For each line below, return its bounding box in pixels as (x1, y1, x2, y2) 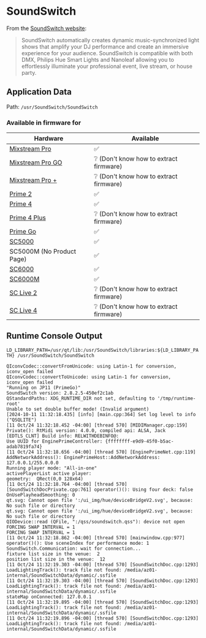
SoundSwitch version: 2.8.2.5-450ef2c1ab (6, 390, 114, 396)
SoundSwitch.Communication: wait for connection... (6, 545, 141, 552)
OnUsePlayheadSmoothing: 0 (6, 492, 75, 498)
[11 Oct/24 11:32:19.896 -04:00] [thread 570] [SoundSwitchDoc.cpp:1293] (6, 615, 199, 621)
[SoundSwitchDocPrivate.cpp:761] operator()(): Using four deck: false (6, 486, 193, 493)
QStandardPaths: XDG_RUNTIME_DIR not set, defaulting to (6, 395, 155, 401)
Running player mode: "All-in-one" (6, 465, 97, 471)
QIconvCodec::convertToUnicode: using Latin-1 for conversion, (6, 374, 172, 380)
